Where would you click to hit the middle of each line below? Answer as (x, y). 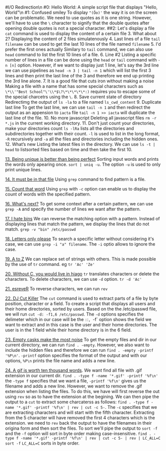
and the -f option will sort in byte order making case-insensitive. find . (78, 433)
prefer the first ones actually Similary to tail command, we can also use (79, 49)
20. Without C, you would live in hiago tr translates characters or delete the (82, 274)
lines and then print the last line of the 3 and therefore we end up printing (80, 76)
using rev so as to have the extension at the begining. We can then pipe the (82, 397)
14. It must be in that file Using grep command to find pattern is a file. (76, 179)
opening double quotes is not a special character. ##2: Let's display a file (80, 28)
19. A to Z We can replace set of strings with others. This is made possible (81, 259)
